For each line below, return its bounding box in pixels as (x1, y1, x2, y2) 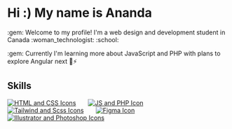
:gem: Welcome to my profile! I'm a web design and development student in (7, 28, 226, 36)
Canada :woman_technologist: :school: (7, 35, 119, 43)
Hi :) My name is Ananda (7, 5, 152, 21)
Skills (7, 80, 32, 92)
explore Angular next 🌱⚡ (7, 57, 78, 65)
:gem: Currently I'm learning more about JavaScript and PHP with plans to (7, 49, 221, 57)
